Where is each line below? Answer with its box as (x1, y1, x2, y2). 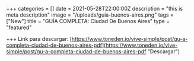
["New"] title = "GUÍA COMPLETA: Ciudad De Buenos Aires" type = (6, 18, 170, 24)
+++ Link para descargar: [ (6, 36, 72, 42)
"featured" (6, 24, 32, 31)
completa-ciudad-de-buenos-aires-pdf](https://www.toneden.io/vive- (6, 41, 178, 49)
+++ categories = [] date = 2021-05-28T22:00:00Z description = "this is (6, 5, 183, 12)
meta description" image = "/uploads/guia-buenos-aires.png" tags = (6, 11, 174, 18)
